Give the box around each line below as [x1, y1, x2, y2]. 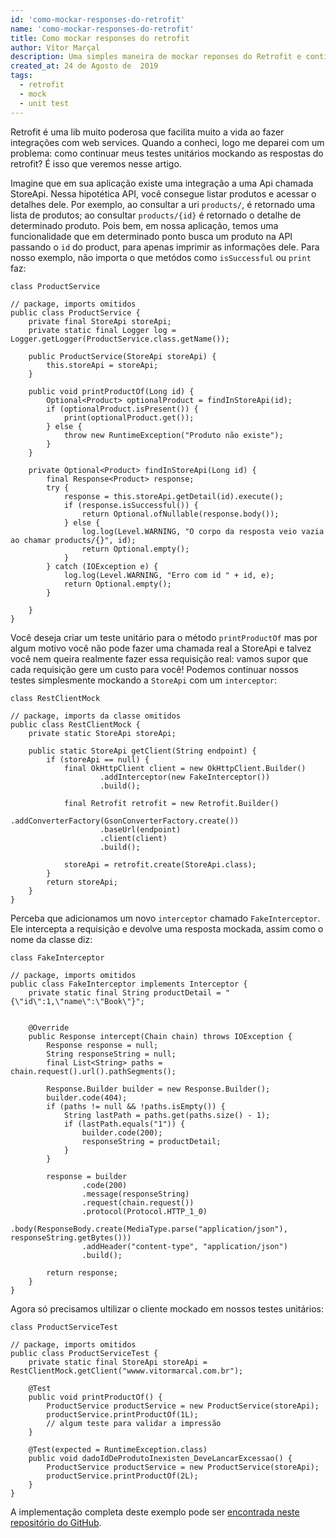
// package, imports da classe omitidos [10, 711, 182, 721]
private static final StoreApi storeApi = [28, 1357, 208, 1367]
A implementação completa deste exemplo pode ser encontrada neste [10, 1506, 300, 1518]
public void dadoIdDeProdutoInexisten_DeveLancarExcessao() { [28, 1453, 293, 1463]
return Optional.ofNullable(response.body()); [81, 509, 280, 519]
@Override [28, 1022, 70, 1033]
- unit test [19, 98, 70, 108]
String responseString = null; [46, 1049, 177, 1059]
